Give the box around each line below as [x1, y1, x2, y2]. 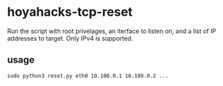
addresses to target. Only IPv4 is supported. [7, 34, 134, 42]
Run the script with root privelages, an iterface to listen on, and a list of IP [7, 27, 217, 35]
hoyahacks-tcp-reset [7, 4, 133, 20]
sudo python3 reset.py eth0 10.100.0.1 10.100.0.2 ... [7, 72, 169, 79]
